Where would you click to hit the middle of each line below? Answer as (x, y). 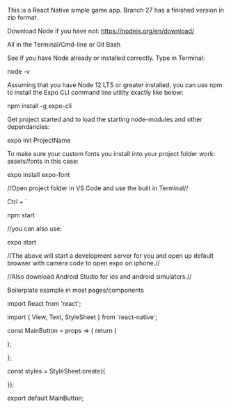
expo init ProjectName (39, 140)
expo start (22, 242)
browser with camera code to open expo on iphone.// (83, 263)
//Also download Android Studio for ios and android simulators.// (99, 277)
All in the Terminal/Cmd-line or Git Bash (64, 44)
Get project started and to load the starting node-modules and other (105, 119)
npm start (21, 215)
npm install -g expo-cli (39, 106)
